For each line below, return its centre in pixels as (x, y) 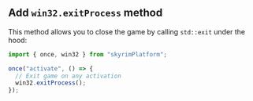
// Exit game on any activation (69, 76)
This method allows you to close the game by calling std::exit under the (127, 31)
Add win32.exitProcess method (86, 13)
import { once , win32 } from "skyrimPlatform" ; (88, 54)
